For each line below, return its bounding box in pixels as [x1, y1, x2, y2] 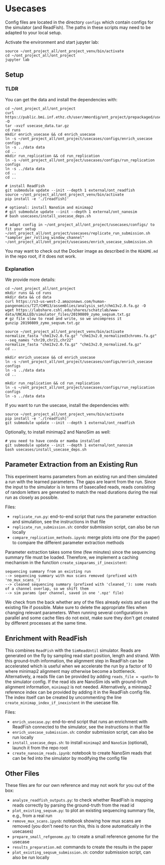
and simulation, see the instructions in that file [12, 519, 106, 524]
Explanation [5, 265, 34, 272]
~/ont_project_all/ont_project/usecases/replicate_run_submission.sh [5, 231, 151, 236]
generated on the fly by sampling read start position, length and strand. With [5, 652, 160, 659]
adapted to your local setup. [5, 29, 62, 35]
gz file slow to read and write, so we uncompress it [9, 316, 122, 321]
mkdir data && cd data [5, 294, 52, 300]
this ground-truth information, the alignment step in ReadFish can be [5, 658, 144, 663]
